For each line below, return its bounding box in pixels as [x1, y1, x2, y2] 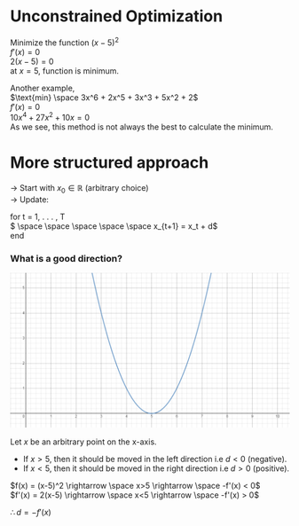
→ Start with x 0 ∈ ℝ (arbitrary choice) [10, 183, 149, 195]
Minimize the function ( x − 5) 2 [10, 35, 119, 48]
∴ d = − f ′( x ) [10, 507, 51, 518]
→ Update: [10, 193, 50, 205]
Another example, [10, 82, 75, 93]
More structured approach [10, 153, 209, 173]
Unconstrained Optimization [10, 6, 224, 27]
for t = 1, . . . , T [10, 211, 66, 222]
